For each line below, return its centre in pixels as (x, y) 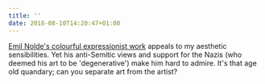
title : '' (25, 16)
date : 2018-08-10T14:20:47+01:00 (64, 23)
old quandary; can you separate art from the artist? (93, 71)
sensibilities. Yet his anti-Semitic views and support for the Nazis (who (125, 54)
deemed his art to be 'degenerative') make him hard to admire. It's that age (133, 63)
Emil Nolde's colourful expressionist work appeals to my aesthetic (118, 46)
